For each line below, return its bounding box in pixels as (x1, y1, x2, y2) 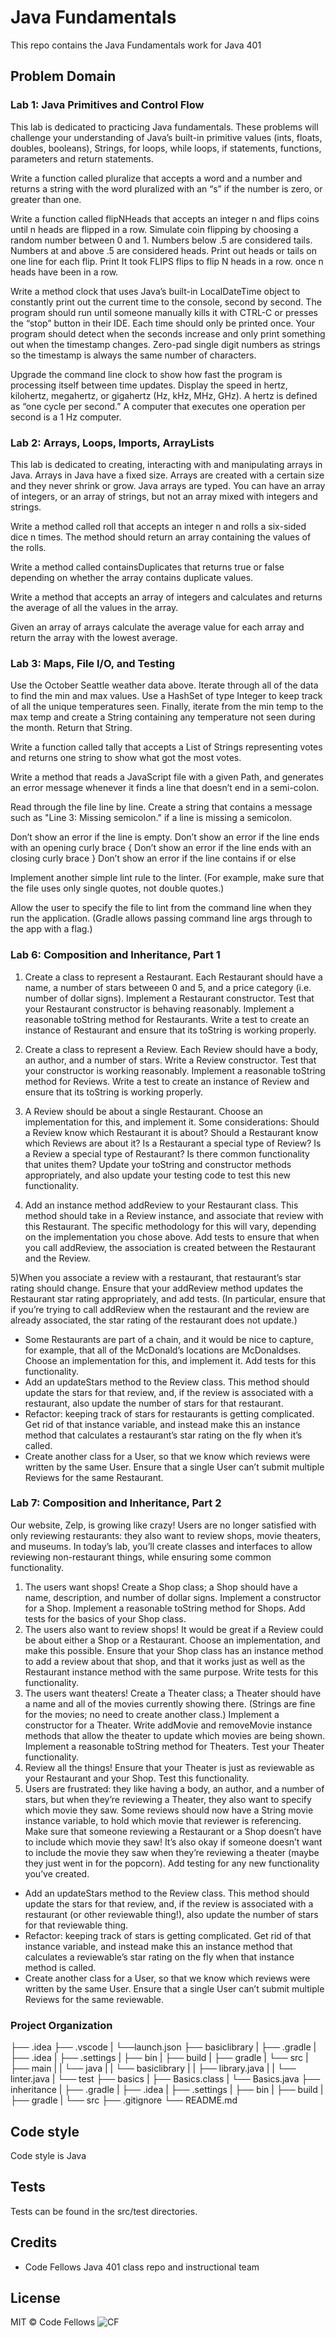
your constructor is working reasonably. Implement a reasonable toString (24, 1064, 326, 1076)
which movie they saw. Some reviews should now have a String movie (24, 1804, 314, 1816)
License (10, 2289, 61, 2306)
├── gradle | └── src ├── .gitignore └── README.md (10, 2094, 238, 2106)
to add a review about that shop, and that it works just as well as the (24, 1655, 306, 1667)
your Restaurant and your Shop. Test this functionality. (24, 1772, 250, 1784)
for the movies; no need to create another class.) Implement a (24, 1708, 280, 1720)
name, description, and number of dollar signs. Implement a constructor (24, 1591, 322, 1603)
